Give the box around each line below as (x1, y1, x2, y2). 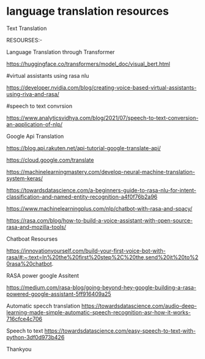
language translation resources (6, 4, 170, 18)
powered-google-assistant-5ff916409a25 (6, 290, 111, 298)
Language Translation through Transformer (6, 48, 115, 56)
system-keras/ (6, 175, 43, 182)
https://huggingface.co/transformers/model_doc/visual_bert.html (6, 60, 170, 67)
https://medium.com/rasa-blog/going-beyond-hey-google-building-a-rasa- (6, 284, 197, 291)
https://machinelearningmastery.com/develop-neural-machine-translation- (6, 168, 195, 175)
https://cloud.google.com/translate (6, 156, 94, 164)
